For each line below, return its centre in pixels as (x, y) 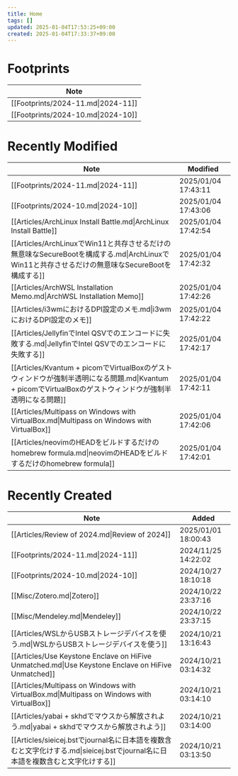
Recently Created (59, 496)
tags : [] (20, 21)
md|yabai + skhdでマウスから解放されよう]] (93, 727)
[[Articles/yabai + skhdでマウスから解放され (84, 716)
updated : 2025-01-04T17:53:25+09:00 (61, 27)
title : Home (25, 14)
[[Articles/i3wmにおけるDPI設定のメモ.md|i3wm (91, 310)
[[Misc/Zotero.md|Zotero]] (55, 596)
